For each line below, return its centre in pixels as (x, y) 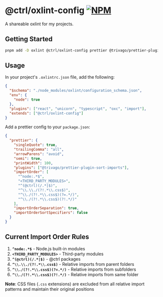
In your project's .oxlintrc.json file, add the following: (60, 77)
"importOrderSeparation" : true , (46, 208)
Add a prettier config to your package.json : (48, 127)
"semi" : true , (28, 158)
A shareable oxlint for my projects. (39, 24)
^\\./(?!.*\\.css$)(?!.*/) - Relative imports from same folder (75, 274)
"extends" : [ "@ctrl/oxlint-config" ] (46, 113)
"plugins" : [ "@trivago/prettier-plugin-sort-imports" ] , (72, 168)
